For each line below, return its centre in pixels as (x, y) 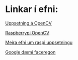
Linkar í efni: (32, 9)
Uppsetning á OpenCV (28, 23)
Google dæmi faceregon (30, 52)
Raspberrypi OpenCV (27, 32)
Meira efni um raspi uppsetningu (39, 42)
